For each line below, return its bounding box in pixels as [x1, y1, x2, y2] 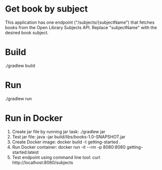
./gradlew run [5, 95, 32, 101]
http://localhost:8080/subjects [12, 159, 73, 165]
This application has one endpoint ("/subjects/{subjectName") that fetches [5, 19, 155, 25]
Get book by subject [5, 3, 88, 15]
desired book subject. [5, 30, 49, 35]
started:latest [12, 149, 39, 155]
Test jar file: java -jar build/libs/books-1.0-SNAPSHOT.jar [12, 134, 126, 139]
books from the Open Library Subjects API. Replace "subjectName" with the [5, 24, 157, 30]
